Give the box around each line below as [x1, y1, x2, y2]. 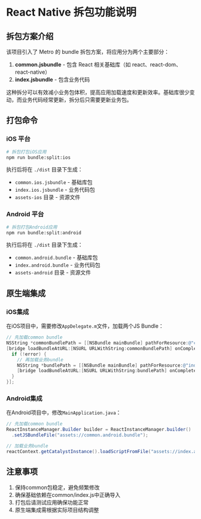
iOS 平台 [6, 135, 31, 143]
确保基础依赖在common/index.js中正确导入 [14, 491, 121, 498]
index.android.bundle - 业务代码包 [14, 261, 100, 268]
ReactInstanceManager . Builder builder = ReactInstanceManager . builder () [6, 427, 191, 433]
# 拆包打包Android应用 [6, 224, 57, 230]
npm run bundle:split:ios [6, 154, 71, 161]
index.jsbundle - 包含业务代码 [14, 76, 90, 83]
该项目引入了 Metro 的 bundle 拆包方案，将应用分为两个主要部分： [6, 49, 169, 55]
